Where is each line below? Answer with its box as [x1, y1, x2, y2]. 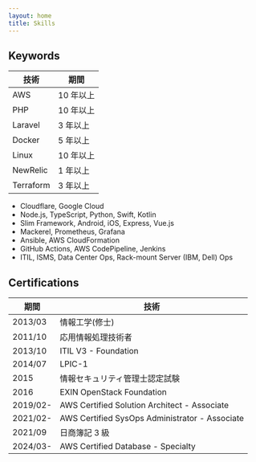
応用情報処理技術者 [59, 332, 132, 343]
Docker [12, 134, 40, 145]
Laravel [12, 120, 40, 131]
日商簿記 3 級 [59, 427, 110, 439]
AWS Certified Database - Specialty [59, 441, 197, 452]
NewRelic [12, 165, 48, 176]
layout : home [8, 11, 52, 20]
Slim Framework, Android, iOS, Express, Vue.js [19, 219, 175, 228]
